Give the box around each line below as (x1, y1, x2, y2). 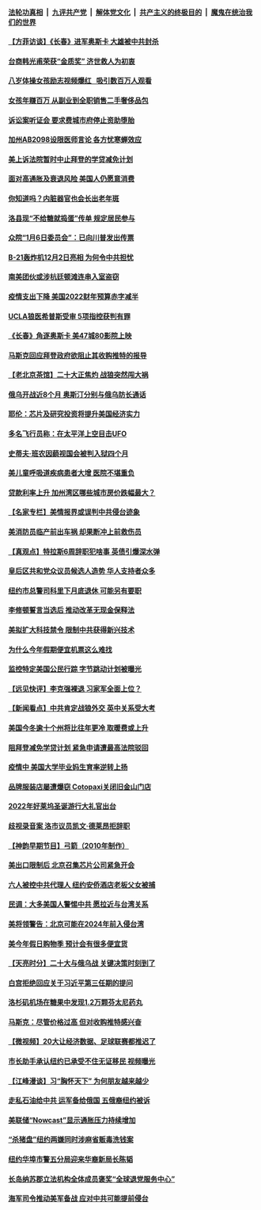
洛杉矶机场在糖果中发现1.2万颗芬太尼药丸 (8, 998, 143, 1007)
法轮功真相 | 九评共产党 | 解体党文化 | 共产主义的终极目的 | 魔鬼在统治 (8, 7, 246, 17)
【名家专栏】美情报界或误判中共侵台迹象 (8, 507, 140, 517)
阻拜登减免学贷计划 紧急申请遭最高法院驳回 (8, 742, 149, 752)
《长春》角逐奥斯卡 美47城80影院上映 (8, 331, 132, 341)
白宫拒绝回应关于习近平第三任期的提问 (8, 978, 133, 987)
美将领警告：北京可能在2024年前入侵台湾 (8, 919, 145, 929)
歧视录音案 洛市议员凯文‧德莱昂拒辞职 (8, 821, 130, 830)
